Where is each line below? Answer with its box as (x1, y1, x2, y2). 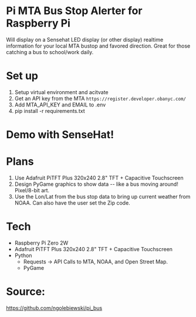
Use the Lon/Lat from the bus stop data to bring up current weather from (14, 193, 191, 200)
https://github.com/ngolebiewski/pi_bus (6, 304, 103, 311)
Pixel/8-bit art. (14, 187, 50, 193)
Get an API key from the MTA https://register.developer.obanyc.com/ (14, 95, 187, 102)
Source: (6, 285, 46, 298)
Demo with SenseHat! (6, 128, 114, 142)
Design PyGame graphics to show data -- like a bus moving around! (14, 181, 179, 188)
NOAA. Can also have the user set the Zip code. (14, 199, 130, 206)
